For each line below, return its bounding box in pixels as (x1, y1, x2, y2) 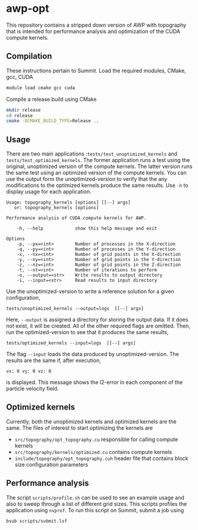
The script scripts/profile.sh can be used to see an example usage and (6, 494, 184, 501)
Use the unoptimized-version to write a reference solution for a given (6, 288, 174, 295)
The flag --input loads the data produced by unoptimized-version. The (6, 351, 179, 358)
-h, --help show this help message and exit (17, 226, 158, 231)
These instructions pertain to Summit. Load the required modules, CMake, (6, 67, 186, 74)
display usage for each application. (6, 188, 92, 195)
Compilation (6, 51, 52, 61)
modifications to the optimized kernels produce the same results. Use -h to (6, 182, 189, 189)
